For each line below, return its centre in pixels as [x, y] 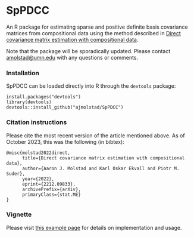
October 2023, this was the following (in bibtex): [65, 141]
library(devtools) [29, 102]
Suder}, [16, 174]
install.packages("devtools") [44, 97]
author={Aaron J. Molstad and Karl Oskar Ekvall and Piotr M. [101, 168]
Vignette [19, 214]
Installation [23, 73]
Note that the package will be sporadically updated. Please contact [88, 51]
